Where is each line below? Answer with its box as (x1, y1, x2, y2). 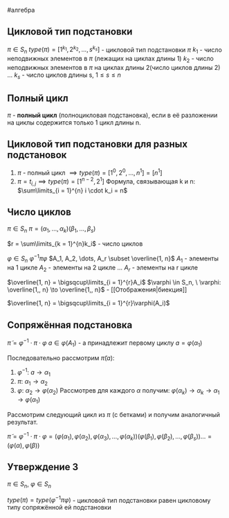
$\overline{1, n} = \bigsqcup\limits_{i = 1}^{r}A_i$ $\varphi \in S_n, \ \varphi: (7, 278, 221, 287)
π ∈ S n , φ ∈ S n (7, 479, 52, 490)
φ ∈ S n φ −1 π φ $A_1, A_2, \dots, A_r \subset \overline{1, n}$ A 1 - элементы (7, 253, 219, 264)
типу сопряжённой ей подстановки (7, 503, 112, 512)
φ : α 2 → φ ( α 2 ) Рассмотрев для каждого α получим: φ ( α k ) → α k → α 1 (17, 386, 220, 396)
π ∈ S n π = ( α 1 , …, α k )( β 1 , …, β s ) (7, 224, 96, 235)
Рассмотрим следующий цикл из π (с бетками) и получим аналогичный (7, 410, 220, 418)
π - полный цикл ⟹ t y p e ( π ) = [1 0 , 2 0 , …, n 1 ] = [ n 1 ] (17, 168, 163, 177)
